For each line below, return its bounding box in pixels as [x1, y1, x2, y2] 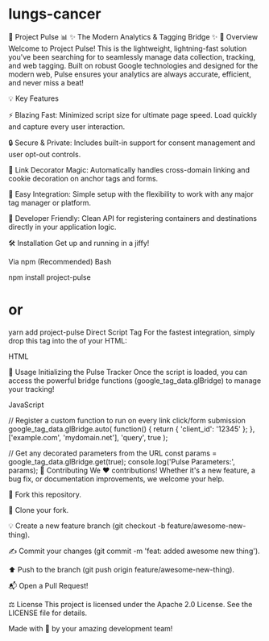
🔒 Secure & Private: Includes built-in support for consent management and [8, 138, 255, 148]
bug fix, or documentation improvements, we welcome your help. [8, 473, 225, 484]
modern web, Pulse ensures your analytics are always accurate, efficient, [8, 69, 252, 79]
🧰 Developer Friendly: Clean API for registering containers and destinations [8, 213, 258, 223]
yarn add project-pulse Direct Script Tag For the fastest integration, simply [8, 327, 255, 337]
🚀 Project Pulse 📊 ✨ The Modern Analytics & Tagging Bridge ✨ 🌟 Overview [8, 31, 259, 41]
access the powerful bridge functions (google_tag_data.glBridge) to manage [8, 376, 262, 385]
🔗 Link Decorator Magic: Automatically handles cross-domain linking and [8, 164, 250, 174]
